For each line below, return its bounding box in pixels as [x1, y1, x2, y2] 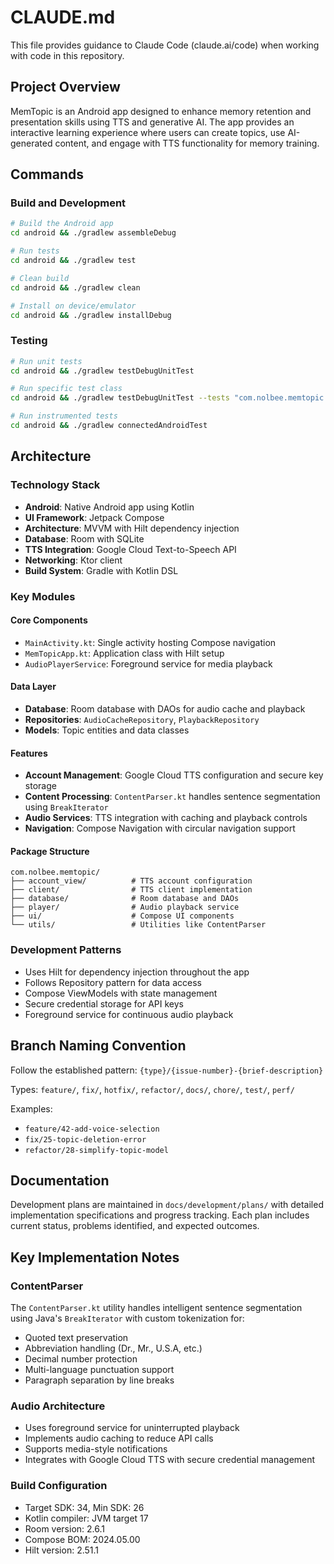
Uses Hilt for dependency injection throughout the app [24, 966, 250, 978]
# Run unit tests [10, 356, 83, 366]
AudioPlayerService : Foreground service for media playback [24, 657, 273, 670]
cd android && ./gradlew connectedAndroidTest [10, 421, 208, 431]
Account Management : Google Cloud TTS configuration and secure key [24, 769, 324, 781]
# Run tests [10, 246, 60, 256]
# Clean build [10, 273, 70, 283]
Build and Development [10, 196, 127, 210]
